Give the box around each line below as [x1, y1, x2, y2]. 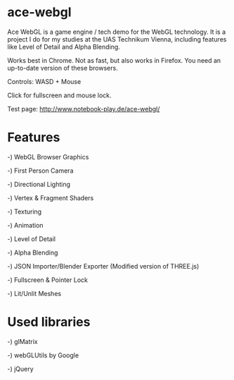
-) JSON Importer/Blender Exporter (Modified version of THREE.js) [7, 262, 200, 270]
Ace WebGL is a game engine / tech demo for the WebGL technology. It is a [7, 27, 226, 36]
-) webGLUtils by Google [7, 350, 79, 360]
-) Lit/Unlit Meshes [7, 289, 62, 298]
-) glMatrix [7, 337, 38, 345]
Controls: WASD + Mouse [7, 77, 82, 85]
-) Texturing [7, 207, 42, 216]
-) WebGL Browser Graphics [7, 152, 89, 161]
